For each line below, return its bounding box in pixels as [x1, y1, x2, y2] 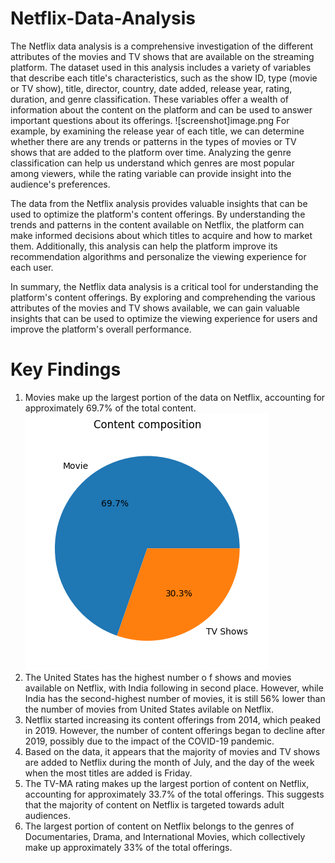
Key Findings [10, 358, 122, 381]
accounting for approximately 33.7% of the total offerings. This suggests [24, 788, 325, 800]
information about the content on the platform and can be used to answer [10, 103, 313, 116]
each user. [10, 261, 54, 273]
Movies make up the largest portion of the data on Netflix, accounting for [24, 391, 326, 403]
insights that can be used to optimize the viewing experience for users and [10, 312, 318, 324]
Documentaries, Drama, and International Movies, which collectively [24, 830, 306, 842]
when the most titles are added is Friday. [24, 767, 193, 779]
